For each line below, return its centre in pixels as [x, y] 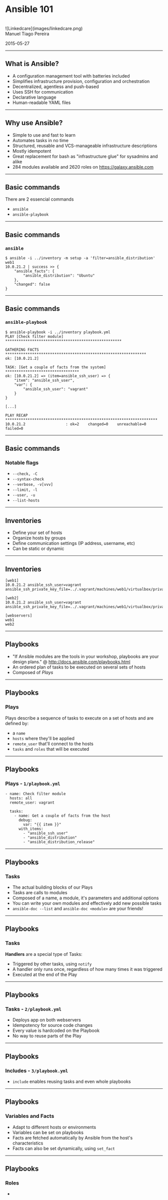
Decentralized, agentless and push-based [55, 87]
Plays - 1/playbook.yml [33, 783]
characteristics [28, 1143]
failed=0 [14, 428]
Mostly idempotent [32, 151]
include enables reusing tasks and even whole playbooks [71, 1081]
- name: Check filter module [35, 794]
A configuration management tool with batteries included [71, 76]
